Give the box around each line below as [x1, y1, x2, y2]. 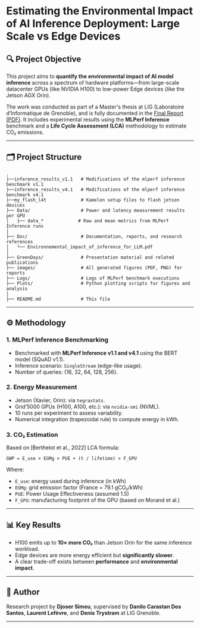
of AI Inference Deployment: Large [6, 17, 180, 30]
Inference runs [6, 223, 44, 229]
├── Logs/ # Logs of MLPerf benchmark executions [6, 275, 180, 281]
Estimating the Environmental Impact [6, 4, 193, 18]
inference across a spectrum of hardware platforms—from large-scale [6, 79, 180, 86]
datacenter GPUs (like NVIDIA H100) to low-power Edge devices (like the [6, 85, 185, 92]
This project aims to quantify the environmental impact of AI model [6, 73, 174, 80]
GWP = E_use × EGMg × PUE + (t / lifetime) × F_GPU [6, 456, 137, 462]
